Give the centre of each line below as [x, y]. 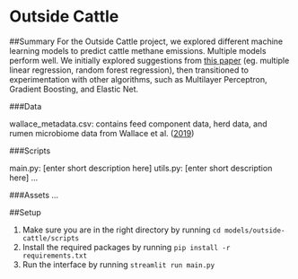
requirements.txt [55, 256]
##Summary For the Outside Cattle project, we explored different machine [146, 41]
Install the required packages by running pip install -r [126, 247]
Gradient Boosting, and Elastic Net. [74, 89]
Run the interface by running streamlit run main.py [118, 264]
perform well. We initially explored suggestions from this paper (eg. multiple [149, 60]
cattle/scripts [51, 238]
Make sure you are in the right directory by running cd [122, 230]
